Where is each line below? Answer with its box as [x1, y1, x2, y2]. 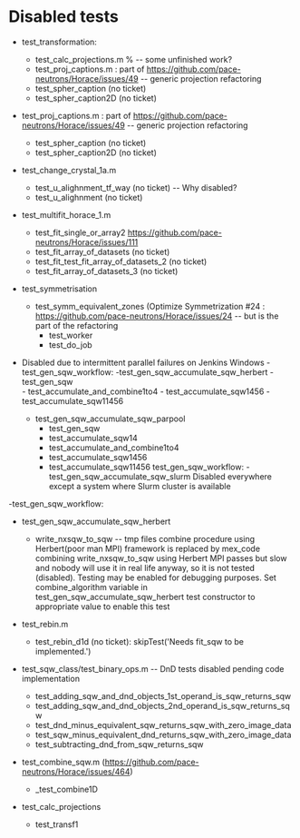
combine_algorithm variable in [34, 581, 149, 592]
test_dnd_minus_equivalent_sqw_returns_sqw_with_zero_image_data [34, 719, 292, 730]
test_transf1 [34, 819, 79, 830]
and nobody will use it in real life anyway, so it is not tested [34, 562, 256, 573]
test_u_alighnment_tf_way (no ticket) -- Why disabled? [34, 182, 237, 192]
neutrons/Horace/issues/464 [21, 765, 131, 777]
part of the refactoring [34, 320, 119, 330]
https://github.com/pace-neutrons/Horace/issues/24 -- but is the [34, 311, 279, 321]
